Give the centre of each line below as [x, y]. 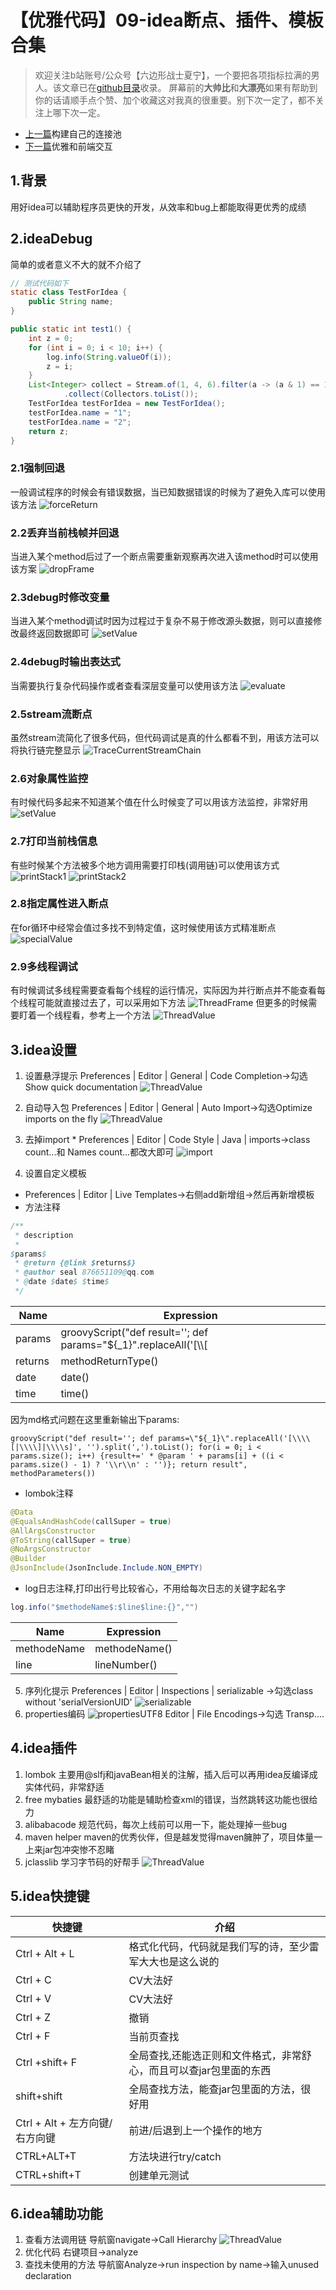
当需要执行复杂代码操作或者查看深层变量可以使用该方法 [124, 685]
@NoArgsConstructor [51, 1549]
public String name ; [71, 302]
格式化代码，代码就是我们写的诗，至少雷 [224, 1946]
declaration [48, 2276]
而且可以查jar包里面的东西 [210, 2070]
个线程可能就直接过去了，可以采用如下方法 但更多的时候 [159, 1003]
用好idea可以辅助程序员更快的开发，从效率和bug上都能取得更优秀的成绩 [158, 207]
